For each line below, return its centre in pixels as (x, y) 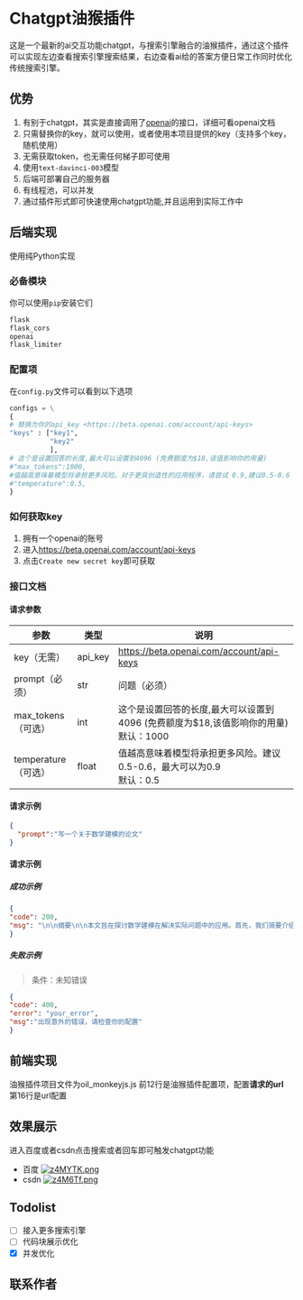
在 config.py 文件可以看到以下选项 (71, 391)
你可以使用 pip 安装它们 (51, 302)
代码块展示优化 (50, 1241)
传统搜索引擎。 (37, 68)
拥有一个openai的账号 (63, 538)
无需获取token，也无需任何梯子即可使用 (96, 156)
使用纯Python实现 (42, 256)
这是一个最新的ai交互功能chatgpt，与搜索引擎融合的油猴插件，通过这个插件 (149, 45)
